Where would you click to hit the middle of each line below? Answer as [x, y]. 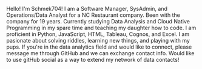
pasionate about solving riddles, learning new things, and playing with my [98, 40]
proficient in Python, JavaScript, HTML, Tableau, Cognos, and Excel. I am [98, 34]
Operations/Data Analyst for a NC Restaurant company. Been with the [93, 15]
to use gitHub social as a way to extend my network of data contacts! [93, 60]
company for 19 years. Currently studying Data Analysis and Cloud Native [98, 21]
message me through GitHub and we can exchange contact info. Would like [100, 53]
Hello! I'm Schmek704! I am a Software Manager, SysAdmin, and [87, 9]
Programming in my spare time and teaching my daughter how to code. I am [101, 28]
